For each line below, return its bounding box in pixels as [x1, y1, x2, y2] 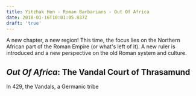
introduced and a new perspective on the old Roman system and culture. [6, 50, 187, 57]
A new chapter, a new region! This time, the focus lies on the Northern [6, 37, 181, 44]
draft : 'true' [6, 20, 42, 26]
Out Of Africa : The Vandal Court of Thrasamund [6, 67, 191, 77]
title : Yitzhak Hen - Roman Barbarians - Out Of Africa [6, 8, 150, 15]
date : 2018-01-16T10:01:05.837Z [6, 14, 87, 21]
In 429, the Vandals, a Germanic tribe [6, 83, 99, 91]
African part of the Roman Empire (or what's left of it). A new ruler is [6, 43, 176, 50]
